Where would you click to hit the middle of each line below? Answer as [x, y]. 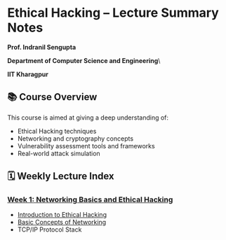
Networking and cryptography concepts [75, 139]
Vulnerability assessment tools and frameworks [86, 146]
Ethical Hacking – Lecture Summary [113, 13]
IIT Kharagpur [28, 74]
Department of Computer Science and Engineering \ [84, 60]
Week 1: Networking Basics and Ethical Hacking [90, 199]
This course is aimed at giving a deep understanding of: [88, 118]
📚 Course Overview [52, 97]
